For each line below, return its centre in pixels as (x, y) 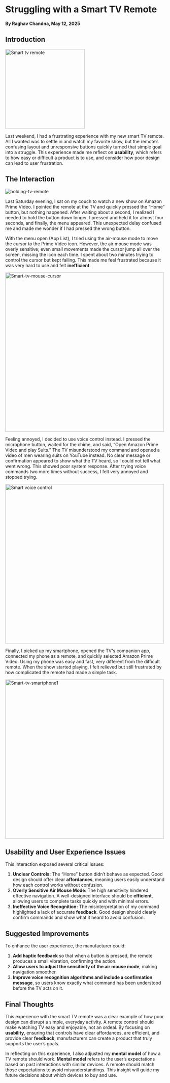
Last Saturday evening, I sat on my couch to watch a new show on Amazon (84, 201)
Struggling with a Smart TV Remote (81, 9)
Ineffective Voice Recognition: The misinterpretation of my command (86, 907)
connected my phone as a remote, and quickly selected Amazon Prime (79, 656)
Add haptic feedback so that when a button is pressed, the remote (82, 956)
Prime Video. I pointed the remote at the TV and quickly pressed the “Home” (85, 207)
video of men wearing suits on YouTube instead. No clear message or (78, 455)
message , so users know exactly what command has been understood (87, 983)
